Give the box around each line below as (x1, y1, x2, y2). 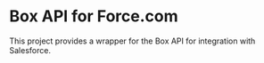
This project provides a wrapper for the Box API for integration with (9, 35, 256, 46)
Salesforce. (9, 44, 52, 55)
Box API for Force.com (9, 6, 178, 27)
